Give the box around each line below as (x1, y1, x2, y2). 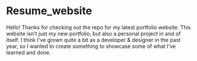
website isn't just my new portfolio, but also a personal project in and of (6, 30, 181, 37)
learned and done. (6, 49, 52, 56)
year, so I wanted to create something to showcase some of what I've (6, 43, 176, 50)
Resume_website (6, 4, 93, 18)
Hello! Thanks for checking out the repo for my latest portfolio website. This (6, 24, 191, 31)
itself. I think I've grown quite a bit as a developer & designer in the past (6, 36, 181, 43)
